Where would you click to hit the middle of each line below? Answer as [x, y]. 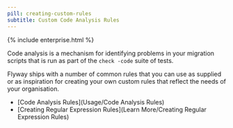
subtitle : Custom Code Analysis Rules [63, 20]
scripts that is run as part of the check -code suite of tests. [90, 60]
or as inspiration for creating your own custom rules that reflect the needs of [116, 81]
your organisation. [33, 89]
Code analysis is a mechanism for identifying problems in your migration [111, 53]
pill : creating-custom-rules [49, 13]
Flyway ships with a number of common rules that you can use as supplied [114, 74]
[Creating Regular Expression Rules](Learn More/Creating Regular [112, 109]
